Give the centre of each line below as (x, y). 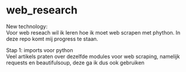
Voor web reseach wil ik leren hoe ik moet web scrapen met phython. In (93, 32)
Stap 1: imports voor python (40, 50)
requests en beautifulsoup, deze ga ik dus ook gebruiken (75, 63)
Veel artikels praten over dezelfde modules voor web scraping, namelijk (93, 56)
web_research (42, 10)
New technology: (27, 26)
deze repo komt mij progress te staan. (52, 39)
